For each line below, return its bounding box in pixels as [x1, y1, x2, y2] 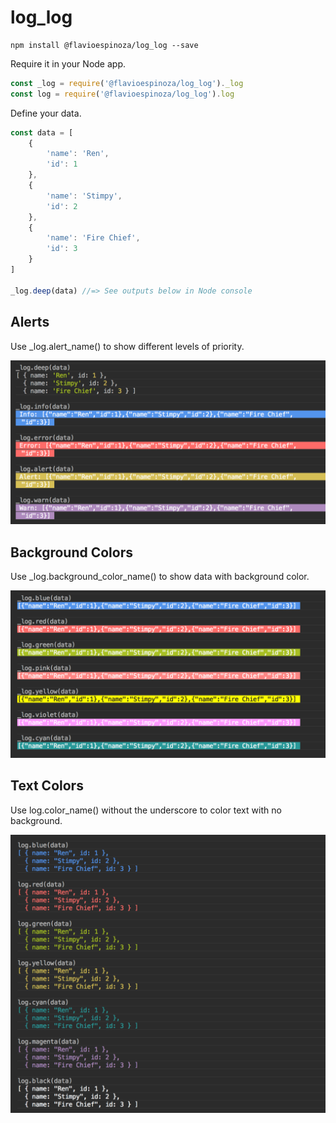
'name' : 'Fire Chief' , [46, 233, 141, 243]
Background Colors [10, 544, 133, 561]
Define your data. [10, 107, 82, 119]
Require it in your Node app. [10, 57, 126, 70]
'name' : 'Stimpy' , [46, 191, 123, 201]
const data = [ [10, 127, 74, 138]
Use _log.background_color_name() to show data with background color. [10, 571, 310, 583]
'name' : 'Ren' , [46, 149, 110, 159]
